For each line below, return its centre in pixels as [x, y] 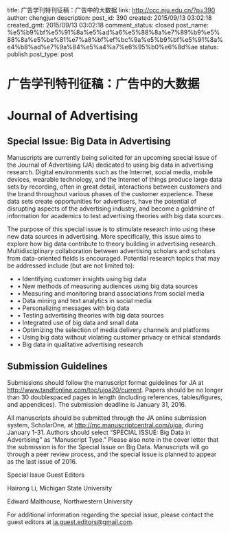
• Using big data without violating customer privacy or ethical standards [119, 337]
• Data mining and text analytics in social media [84, 301]
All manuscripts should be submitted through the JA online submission [107, 418]
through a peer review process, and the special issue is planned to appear [112, 454]
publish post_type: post [40, 54]
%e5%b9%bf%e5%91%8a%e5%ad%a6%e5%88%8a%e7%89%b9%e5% [114, 32]
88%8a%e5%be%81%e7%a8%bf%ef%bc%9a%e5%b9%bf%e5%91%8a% [115, 39]
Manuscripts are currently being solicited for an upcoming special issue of [112, 158]
